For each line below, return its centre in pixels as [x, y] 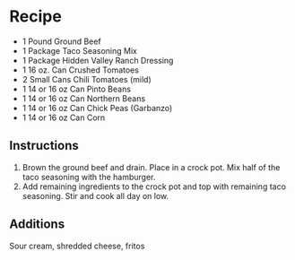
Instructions [44, 146]
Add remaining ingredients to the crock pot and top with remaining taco [154, 186]
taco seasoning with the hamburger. [89, 177]
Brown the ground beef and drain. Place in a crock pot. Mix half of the [151, 167]
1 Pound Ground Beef [61, 41]
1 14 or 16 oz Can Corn [64, 117]
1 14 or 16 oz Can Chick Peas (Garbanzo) [97, 108]
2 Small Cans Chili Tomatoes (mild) [87, 79]
